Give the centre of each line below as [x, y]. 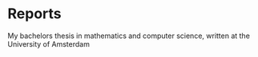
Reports [34, 14]
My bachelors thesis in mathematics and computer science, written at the [129, 36]
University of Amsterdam [48, 44]
